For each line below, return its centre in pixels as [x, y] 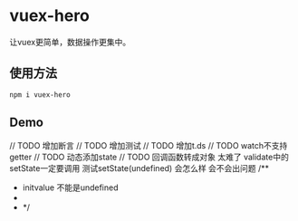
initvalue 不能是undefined [70, 187]
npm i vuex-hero [40, 95]
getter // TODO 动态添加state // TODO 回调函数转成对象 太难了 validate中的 [149, 157]
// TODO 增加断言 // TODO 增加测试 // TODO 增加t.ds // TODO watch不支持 [149, 145]
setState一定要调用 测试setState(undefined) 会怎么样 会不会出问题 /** [139, 168]
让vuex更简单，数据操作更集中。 [70, 42]
